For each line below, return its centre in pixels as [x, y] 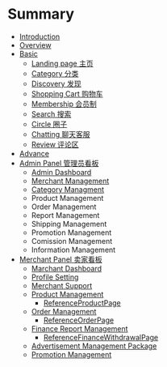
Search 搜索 [51, 113]
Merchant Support [62, 285]
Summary [41, 14]
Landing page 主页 [62, 63]
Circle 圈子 [49, 124]
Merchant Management [70, 181]
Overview [35, 45]
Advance [34, 153]
